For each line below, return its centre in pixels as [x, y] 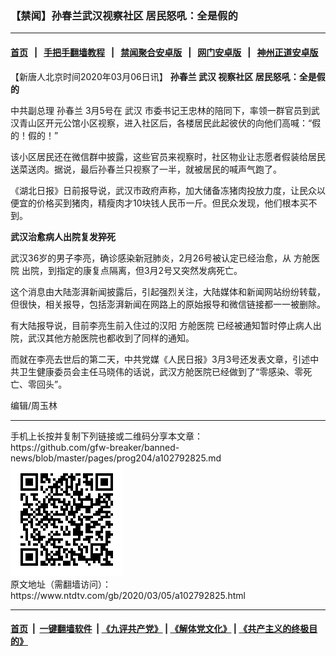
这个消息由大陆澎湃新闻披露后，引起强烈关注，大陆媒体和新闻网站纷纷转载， [168, 291]
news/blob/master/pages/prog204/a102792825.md [116, 458]
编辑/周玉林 [34, 405]
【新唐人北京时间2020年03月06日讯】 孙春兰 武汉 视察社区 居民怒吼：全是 [163, 76]
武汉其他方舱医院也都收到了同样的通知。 [111, 338]
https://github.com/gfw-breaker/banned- [95, 447]
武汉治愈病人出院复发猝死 [63, 236]
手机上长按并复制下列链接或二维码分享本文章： [106, 436]
